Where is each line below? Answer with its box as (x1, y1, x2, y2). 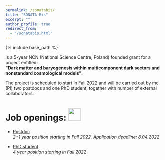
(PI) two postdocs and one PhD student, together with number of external (5, 85, 157, 91)
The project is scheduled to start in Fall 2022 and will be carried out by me (5, 80, 159, 86)
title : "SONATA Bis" (5, 12, 49, 17)
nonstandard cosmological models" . (5, 70, 83, 76)
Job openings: (5, 112, 67, 123)
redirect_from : (5, 26, 37, 31)
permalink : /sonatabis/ (5, 7, 55, 13)
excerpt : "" (5, 17, 30, 22)
